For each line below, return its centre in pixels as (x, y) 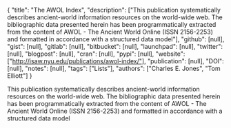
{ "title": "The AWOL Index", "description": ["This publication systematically (114, 10)
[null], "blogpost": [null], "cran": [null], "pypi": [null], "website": (96, 54)
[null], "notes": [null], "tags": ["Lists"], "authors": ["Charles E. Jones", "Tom (114, 68)
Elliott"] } (20, 76)
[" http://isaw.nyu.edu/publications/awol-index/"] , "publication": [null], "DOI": (115, 61)
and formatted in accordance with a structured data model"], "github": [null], (116, 39)
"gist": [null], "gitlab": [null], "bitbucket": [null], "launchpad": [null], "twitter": (115, 46)
